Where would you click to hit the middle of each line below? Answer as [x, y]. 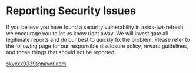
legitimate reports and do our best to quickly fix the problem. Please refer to [98, 39]
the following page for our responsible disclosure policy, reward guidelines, [97, 46]
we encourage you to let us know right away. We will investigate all [87, 33]
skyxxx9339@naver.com [36, 64]
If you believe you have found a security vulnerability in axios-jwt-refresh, [96, 27]
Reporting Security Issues [71, 11]
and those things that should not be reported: [61, 52]
